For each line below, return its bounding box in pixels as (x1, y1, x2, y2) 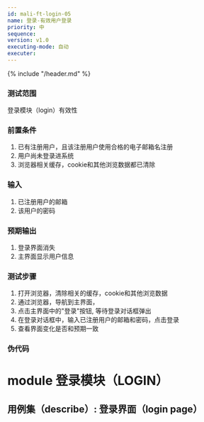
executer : (7, 50, 37, 57)
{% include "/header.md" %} (7, 69, 91, 78)
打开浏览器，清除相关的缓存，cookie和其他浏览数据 (17, 289, 168, 298)
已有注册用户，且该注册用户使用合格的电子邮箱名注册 (17, 143, 174, 151)
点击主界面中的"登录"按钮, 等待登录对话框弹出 (17, 306, 152, 316)
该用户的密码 (17, 206, 55, 215)
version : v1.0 (7, 37, 50, 44)
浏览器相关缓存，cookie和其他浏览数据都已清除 (17, 160, 156, 169)
